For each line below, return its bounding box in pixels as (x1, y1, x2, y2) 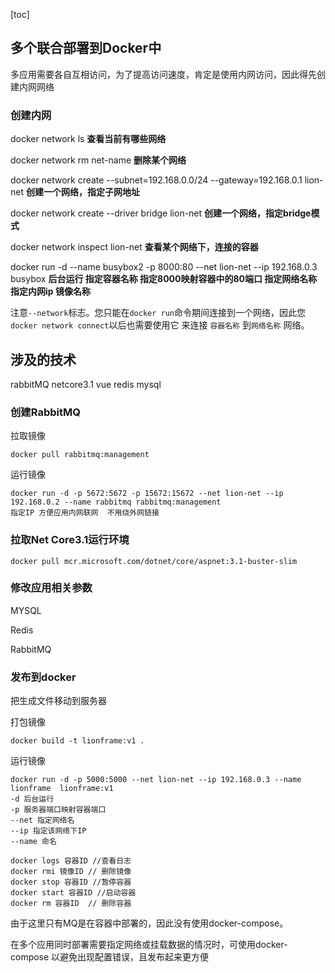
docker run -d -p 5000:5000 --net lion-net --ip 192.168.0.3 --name (10, 775, 302, 785)
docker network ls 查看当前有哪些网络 (10, 133, 167, 145)
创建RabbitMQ (10, 405, 81, 419)
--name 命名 (10, 837, 57, 847)
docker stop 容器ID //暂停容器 (10, 877, 132, 888)
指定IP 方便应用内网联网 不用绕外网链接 (10, 508, 160, 518)
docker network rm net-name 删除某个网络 (10, 154, 187, 166)
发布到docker (10, 670, 77, 684)
